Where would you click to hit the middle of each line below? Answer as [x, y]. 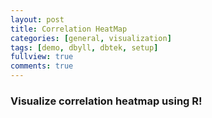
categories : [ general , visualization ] [91, 38]
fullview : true [42, 57]
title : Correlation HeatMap [69, 29]
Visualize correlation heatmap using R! [106, 101]
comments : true [42, 66]
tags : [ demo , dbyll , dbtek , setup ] [84, 47]
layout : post [37, 19]
